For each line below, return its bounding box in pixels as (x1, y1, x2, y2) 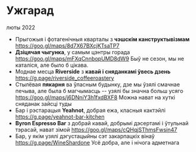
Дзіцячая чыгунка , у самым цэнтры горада (15, 48, 130, 55)
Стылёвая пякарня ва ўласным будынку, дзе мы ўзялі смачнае (15, 80, 180, 88)
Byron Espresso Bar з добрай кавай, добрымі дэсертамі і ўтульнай (15, 119, 189, 126)
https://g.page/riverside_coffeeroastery (15, 74, 114, 81)
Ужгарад (6, 4, 54, 18)
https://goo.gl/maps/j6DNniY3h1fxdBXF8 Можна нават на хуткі (15, 94, 175, 101)
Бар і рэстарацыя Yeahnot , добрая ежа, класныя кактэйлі (15, 106, 166, 114)
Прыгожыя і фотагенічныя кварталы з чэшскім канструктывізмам (15, 35, 190, 43)
